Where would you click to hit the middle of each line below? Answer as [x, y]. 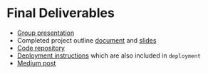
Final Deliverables [61, 13]
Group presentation [46, 33]
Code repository [41, 48]
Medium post [36, 63]
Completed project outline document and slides [87, 40]
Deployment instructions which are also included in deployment [109, 55]
